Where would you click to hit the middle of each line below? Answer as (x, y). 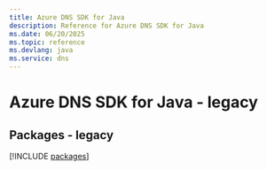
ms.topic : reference (47, 42)
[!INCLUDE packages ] (49, 156)
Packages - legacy (61, 135)
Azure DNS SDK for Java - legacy (134, 102)
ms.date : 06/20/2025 (47, 34)
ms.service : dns (39, 58)
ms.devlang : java (41, 50)
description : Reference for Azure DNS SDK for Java (106, 26)
